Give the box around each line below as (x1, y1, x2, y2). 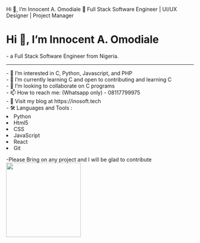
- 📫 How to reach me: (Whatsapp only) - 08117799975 (6, 89, 140, 96)
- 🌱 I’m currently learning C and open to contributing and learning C (6, 76, 172, 83)
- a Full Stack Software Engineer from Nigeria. (6, 52, 119, 60)
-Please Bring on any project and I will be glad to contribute (6, 155, 152, 163)
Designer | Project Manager (6, 12, 74, 19)
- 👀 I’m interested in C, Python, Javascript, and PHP (6, 69, 133, 77)
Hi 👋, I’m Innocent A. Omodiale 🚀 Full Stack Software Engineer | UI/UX (6, 6, 177, 13)
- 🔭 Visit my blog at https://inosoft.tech (6, 97, 101, 104)
